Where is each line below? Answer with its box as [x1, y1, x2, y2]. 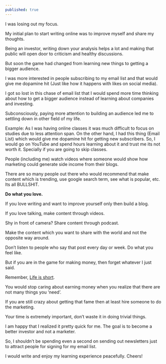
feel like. [5, 249, 22, 256]
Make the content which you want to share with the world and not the [5, 229, 147, 235]
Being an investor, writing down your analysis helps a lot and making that [5, 45, 154, 51]
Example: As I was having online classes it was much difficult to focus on [5, 125, 155, 131]
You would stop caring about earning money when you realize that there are [5, 284, 160, 290]
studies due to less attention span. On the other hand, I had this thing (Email [5, 130, 160, 137]
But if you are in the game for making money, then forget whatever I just [5, 259, 152, 265]
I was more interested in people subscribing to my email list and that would [5, 75, 158, 81]
